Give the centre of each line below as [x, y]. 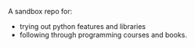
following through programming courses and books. [103, 35]
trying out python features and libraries [83, 26]
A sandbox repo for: [40, 11]
